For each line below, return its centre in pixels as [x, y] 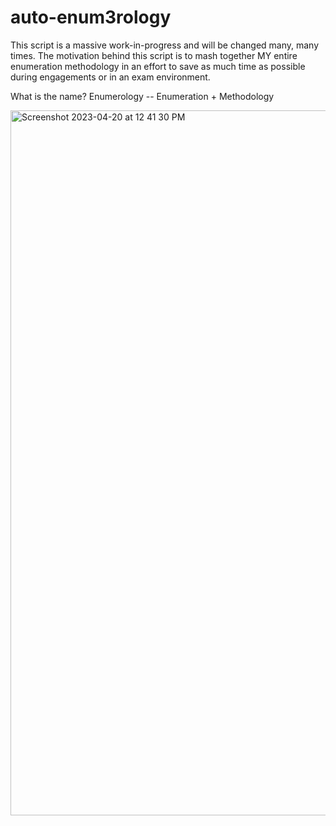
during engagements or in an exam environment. [110, 77]
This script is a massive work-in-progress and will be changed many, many [165, 45]
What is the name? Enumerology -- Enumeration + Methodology [142, 96]
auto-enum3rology [91, 17]
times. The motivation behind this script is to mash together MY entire [154, 55]
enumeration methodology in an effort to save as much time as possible [158, 66]
